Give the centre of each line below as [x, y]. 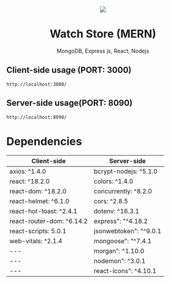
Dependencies [44, 141]
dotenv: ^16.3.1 [117, 211]
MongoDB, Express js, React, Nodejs [103, 51]
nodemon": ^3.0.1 [120, 261]
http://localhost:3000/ [37, 84]
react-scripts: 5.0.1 [38, 231]
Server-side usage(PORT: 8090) [70, 103]
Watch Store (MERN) [103, 34]
